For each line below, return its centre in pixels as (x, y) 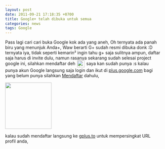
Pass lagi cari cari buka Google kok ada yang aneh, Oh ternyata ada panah (81, 42)
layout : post (19, 10)
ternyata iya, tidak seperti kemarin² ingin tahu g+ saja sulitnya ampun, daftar (83, 53)
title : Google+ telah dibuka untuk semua (48, 19)
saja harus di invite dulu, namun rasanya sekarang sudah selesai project (78, 58)
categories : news (23, 24)
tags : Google (19, 28)
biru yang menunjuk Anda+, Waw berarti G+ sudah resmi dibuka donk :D (79, 48)
